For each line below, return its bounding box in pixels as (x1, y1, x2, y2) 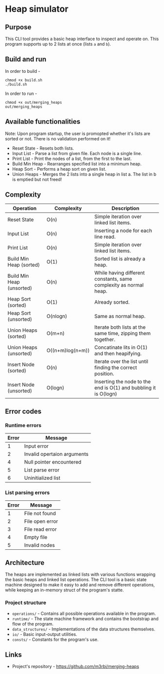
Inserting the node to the (94, 378, 151, 385)
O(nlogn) (46, 313, 67, 320)
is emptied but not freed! (12, 176, 62, 182)
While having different (94, 270, 145, 276)
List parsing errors (5, 489, 50, 496)
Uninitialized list (24, 474, 61, 481)
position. (94, 370, 114, 377)
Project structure (5, 599, 46, 606)
